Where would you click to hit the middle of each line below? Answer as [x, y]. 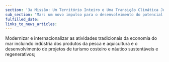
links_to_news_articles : [31, 24]
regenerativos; [20, 54]
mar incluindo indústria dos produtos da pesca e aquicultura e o [71, 44]
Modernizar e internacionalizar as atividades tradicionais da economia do [81, 38]
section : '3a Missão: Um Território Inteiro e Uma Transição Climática [82, 10]
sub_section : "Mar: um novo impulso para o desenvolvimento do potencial [84, 15]
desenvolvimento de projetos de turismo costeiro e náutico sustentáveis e [82, 49]
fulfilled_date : [22, 19]
